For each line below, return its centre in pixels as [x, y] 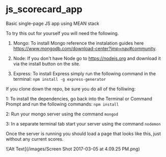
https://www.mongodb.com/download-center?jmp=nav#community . [85, 48]
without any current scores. [35, 139]
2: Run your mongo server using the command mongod [62, 114]
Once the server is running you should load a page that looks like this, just [83, 134]
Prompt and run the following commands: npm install [62, 104]
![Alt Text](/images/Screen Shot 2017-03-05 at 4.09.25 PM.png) [73, 149]
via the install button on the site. [47, 64]
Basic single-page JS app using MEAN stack [53, 23]
